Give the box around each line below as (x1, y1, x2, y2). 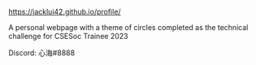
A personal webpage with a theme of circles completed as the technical (8, 23, 249, 32)
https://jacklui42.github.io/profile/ (8, 7, 121, 16)
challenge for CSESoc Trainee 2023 (8, 32, 128, 41)
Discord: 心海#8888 (8, 48, 76, 58)
